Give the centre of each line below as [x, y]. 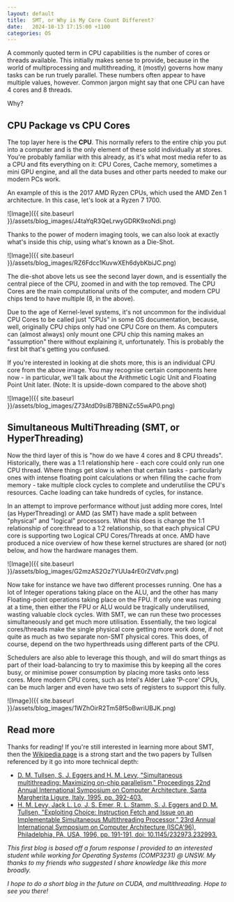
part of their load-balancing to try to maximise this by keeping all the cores [114, 665]
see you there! [28, 891]
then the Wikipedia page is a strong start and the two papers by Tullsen [110, 754]
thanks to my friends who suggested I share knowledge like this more [107, 862]
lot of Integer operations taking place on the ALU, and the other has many [112, 592]
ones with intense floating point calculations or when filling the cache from [114, 477]
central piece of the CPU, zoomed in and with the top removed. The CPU [111, 284]
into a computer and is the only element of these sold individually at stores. [115, 150]
